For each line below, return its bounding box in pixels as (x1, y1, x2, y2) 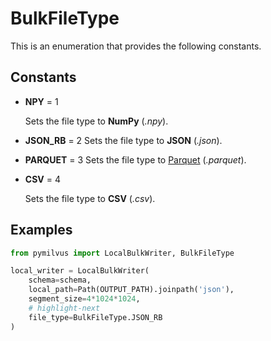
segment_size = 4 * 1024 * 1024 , (28, 294, 141, 304)
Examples (10, 222, 73, 239)
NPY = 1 (24, 95, 59, 107)
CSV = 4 (24, 173, 61, 185)
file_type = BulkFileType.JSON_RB (28, 312, 163, 322)
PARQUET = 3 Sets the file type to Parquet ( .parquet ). (24, 153, 247, 166)
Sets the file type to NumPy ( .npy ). (24, 115, 169, 127)
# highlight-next (28, 303, 101, 313)
